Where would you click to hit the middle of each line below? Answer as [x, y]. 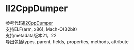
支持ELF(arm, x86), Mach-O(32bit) [41, 29]
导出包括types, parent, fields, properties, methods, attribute [67, 42]
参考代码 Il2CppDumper [29, 23]
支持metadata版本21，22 [31, 35]
